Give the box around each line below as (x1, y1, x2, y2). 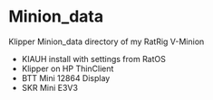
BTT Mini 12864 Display (21, 72, 111, 83)
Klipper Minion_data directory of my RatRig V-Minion (8, 36, 205, 47)
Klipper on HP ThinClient (21, 63, 114, 74)
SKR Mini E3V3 (21, 82, 79, 93)
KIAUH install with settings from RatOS (21, 53, 167, 64)
